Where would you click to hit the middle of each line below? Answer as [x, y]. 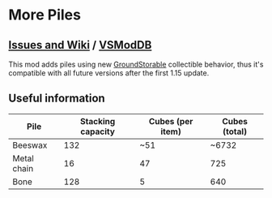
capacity [98, 131]
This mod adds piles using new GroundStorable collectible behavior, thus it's [136, 64]
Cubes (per [171, 121]
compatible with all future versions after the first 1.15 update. [109, 73]
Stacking [98, 121]
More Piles [45, 15]
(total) [235, 131]
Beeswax [30, 145]
